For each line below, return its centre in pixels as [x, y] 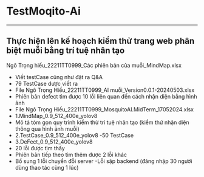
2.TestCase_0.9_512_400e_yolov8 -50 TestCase [74, 135]
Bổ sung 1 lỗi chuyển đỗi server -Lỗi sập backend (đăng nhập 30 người [104, 161]
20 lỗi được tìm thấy [40, 148]
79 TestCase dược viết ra [46, 83]
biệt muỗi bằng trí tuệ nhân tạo [66, 51]
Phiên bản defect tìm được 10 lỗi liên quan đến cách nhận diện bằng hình [106, 96]
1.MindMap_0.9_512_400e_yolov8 [56, 116]
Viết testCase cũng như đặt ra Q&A [59, 77]
